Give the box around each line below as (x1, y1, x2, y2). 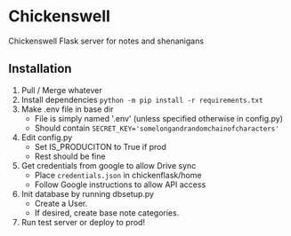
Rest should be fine (34, 151, 106, 161)
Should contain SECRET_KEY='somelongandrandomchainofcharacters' (34, 122, 279, 133)
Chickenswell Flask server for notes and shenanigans (8, 35, 205, 46)
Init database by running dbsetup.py (20, 188, 155, 199)
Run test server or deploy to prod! (20, 216, 146, 227)
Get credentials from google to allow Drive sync (20, 160, 197, 170)
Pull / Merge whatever (20, 84, 103, 95)
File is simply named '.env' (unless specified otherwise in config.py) (34, 113, 284, 123)
